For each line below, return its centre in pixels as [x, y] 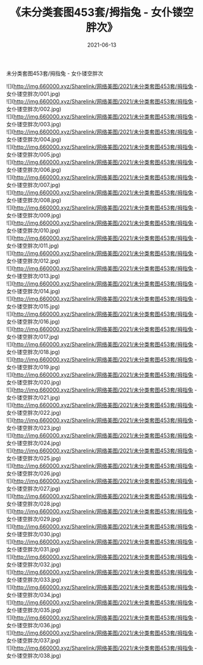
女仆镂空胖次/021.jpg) [33, 397]
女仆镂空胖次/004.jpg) [34, 139]
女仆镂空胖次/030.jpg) [34, 534]
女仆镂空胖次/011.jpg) [33, 245]
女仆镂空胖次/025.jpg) [34, 458]
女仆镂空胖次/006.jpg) [34, 169]
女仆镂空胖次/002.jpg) [34, 109]
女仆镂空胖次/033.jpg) [34, 579]
